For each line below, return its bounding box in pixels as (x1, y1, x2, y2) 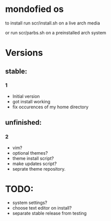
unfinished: (5, 118, 42, 127)
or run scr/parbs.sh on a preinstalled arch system (5, 29, 107, 35)
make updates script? (12, 161, 57, 167)
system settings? (12, 200, 47, 206)
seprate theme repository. (12, 166, 66, 172)
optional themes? (12, 150, 48, 156)
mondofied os (5, 3, 64, 15)
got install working (12, 98, 51, 104)
